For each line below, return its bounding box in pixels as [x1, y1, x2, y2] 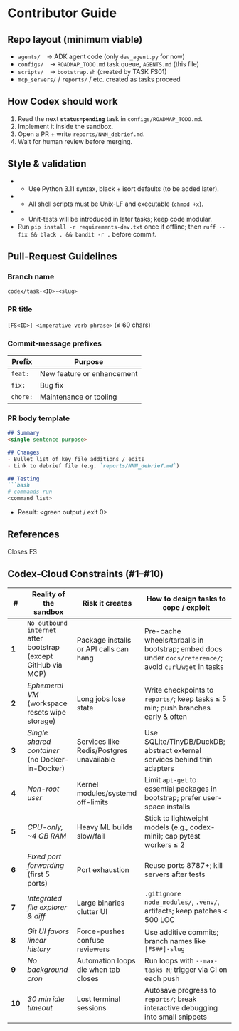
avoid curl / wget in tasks [144, 661, 224, 671]
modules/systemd [77, 788, 137, 798]
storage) [27, 716, 56, 726]
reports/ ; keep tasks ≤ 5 [144, 693, 227, 703]
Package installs [77, 635, 132, 645]
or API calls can [77, 643, 129, 653]
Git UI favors [27, 926, 70, 936]
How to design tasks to [146, 594, 226, 603]
